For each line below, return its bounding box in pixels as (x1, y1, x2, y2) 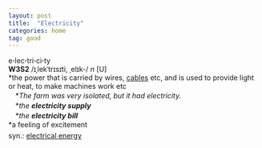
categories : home (8, 26, 67, 34)
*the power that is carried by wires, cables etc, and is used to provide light (8, 73, 255, 82)
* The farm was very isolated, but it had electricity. (14, 91, 182, 101)
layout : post (8, 11, 52, 20)
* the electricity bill (14, 111, 79, 121)
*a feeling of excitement (8, 120, 88, 130)
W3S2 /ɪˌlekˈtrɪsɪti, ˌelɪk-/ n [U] (8, 65, 107, 74)
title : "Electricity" (8, 19, 84, 27)
